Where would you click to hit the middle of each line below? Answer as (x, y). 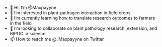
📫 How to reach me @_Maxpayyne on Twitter (57, 39)
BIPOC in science (28, 34)
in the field (21, 23)
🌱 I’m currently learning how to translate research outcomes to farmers (82, 18)
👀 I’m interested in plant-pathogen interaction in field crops (70, 13)
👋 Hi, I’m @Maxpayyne (33, 8)
